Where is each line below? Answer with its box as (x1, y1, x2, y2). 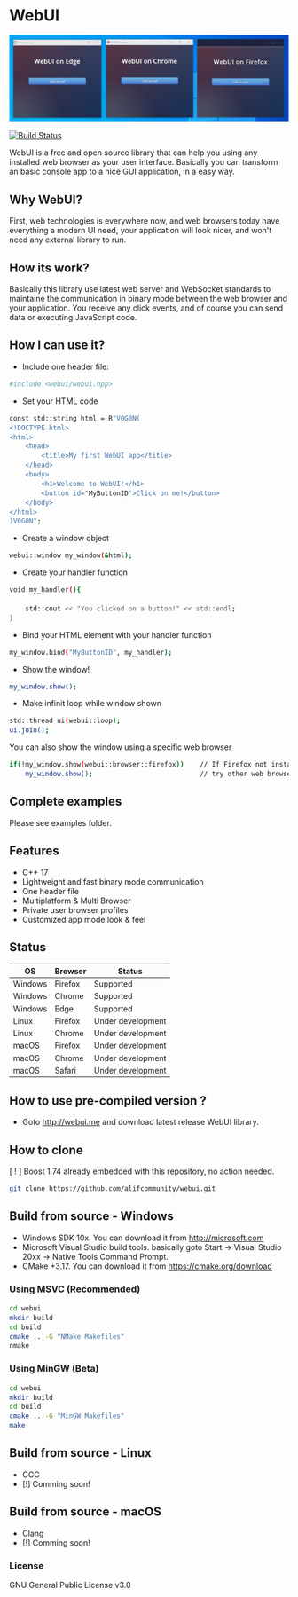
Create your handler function (21, 567, 129, 578)
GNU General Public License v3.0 (9, 1579, 131, 1590)
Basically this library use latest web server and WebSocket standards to (9, 284, 271, 295)
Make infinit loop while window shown (21, 698, 162, 709)
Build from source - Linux (9, 1445, 153, 1460)
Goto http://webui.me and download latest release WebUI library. (21, 1117, 260, 1128)
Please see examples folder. (9, 817, 113, 828)
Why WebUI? (9, 192, 82, 207)
